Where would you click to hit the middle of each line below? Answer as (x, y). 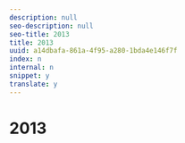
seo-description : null (51, 26)
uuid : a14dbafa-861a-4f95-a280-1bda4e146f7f (93, 51)
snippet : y (29, 76)
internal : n (31, 68)
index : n (25, 59)
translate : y (34, 84)
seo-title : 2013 (39, 34)
